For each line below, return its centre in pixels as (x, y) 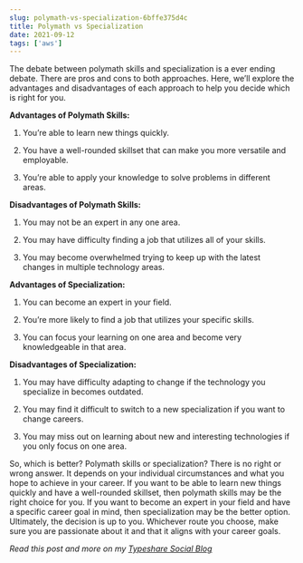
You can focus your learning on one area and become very (132, 337)
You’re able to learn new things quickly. (96, 133)
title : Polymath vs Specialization (76, 26)
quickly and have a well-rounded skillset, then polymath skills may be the (146, 493)
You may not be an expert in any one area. (101, 222)
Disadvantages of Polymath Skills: (76, 205)
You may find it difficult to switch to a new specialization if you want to (154, 410)
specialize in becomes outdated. (83, 392)
